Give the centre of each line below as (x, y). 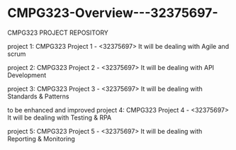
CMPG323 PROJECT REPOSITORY (58, 33)
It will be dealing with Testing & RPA (60, 117)
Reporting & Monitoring (41, 139)
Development (27, 75)
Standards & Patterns (38, 96)
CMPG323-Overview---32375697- (113, 13)
